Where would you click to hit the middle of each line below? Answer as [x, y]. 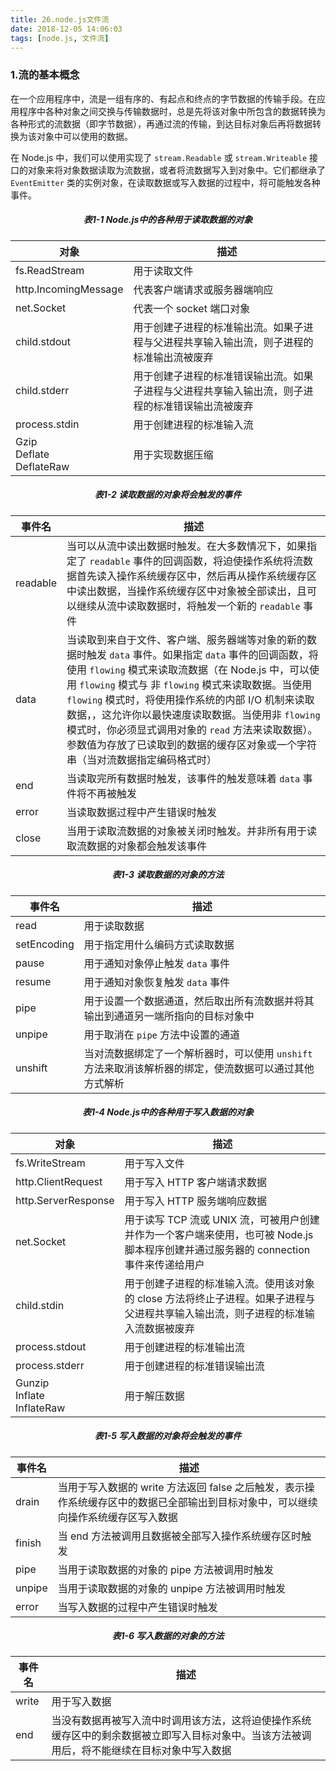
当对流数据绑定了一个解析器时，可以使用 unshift [198, 1053]
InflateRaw [40, 1408]
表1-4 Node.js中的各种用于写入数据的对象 [168, 1112]
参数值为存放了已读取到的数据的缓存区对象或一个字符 [192, 744]
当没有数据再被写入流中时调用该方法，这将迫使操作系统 [181, 1721]
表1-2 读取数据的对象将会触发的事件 [168, 495]
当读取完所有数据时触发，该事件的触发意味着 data [183, 778]
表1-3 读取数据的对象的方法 [168, 875]
